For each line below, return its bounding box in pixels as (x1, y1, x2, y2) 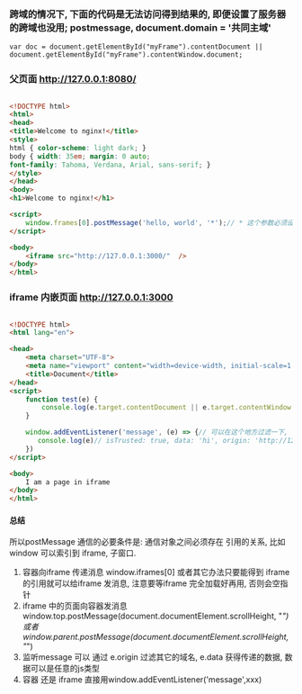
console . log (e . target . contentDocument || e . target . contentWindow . (41, 403, 296, 412)
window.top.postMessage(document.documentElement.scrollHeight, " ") (22, 610, 289, 622)
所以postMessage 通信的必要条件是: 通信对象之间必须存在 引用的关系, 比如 (9, 536, 286, 547)
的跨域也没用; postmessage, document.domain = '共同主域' (9, 21, 271, 33)
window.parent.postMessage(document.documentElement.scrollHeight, (22, 632, 289, 643)
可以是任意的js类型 (30, 663, 101, 674)
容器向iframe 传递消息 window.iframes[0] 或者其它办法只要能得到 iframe (22, 567, 290, 578)
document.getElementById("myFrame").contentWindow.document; (9, 50, 244, 59)
